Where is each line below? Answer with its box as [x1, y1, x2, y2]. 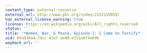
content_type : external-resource [5, 7, 77, 13]
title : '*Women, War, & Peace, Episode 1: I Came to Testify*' [5, 31, 143, 36]
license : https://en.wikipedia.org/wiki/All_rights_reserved [5, 21, 138, 27]
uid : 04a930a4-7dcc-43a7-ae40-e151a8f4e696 [5, 36, 100, 41]
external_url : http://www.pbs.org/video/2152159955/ [5, 12, 120, 17]
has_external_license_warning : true [5, 17, 83, 22]
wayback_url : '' [5, 40, 40, 45]
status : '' [5, 26, 29, 31]
